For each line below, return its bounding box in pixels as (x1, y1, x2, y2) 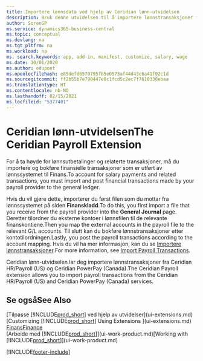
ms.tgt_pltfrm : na (6, 43, 53, 49)
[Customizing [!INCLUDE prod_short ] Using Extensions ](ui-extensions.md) (6, 317, 192, 325)
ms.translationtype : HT (6, 82, 66, 88)
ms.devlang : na (6, 37, 45, 43)
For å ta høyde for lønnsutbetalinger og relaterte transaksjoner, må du (6, 158, 179, 165)
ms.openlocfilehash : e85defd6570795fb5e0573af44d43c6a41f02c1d (6, 71, 169, 77)
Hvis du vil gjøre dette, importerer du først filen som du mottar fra (6, 195, 169, 203)
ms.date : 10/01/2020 (6, 59, 59, 65)
